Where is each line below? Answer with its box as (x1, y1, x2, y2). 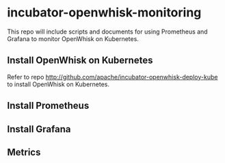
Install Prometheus (7, 100, 90, 112)
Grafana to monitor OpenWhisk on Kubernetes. (7, 34, 139, 42)
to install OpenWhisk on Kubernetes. (7, 80, 110, 88)
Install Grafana (7, 123, 71, 135)
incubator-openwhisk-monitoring (7, 5, 202, 21)
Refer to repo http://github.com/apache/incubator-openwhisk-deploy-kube (7, 73, 218, 81)
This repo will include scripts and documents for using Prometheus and (7, 27, 208, 36)
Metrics (7, 146, 41, 158)
